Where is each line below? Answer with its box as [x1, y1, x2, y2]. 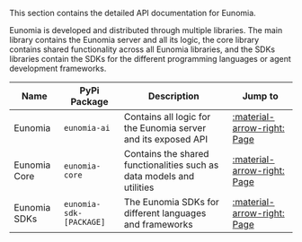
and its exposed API [123, 134, 209, 145]
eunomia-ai [63, 123, 111, 133]
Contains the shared [123, 148, 209, 160]
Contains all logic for [123, 111, 211, 123]
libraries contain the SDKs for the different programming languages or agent [9, 54, 291, 64]
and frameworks [123, 219, 193, 230]
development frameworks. [9, 63, 107, 73]
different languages [123, 207, 207, 219]
